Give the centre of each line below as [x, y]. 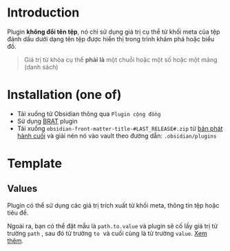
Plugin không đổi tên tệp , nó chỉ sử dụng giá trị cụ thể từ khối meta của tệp [114, 32]
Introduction [43, 13]
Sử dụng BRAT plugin [47, 121]
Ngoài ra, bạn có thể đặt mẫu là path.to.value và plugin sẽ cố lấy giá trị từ [113, 226]
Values [22, 189]
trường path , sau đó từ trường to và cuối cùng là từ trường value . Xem [107, 233]
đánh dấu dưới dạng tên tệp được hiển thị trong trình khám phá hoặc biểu [111, 39]
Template [34, 164]
